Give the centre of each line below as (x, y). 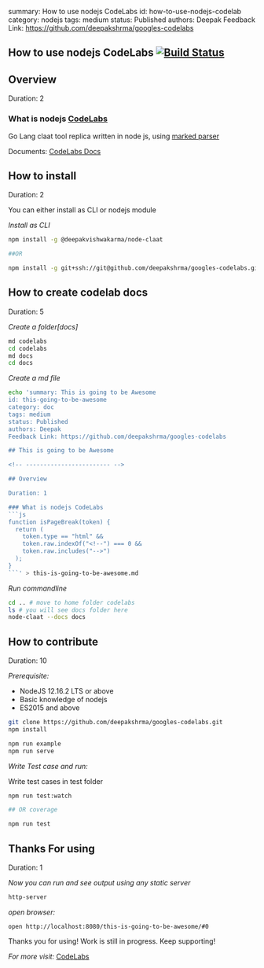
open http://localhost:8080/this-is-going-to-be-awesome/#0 (109, 926)
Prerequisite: (29, 676)
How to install (42, 176)
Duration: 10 (27, 661)
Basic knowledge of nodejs (63, 700)
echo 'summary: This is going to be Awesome (82, 392)
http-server (27, 897)
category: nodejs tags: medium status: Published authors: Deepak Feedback (132, 20)
